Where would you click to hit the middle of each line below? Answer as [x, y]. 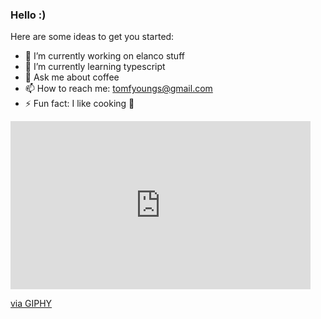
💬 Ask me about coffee [72, 77]
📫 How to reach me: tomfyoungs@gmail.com [118, 89]
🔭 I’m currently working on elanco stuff [104, 56]
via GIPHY [31, 304]
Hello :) [28, 15]
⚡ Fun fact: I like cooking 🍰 [79, 104]
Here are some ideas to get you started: [92, 37]
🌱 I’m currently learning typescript [95, 67]
